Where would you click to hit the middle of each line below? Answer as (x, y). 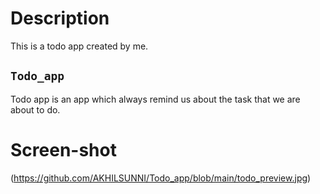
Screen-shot (63, 149)
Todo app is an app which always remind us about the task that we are (155, 99)
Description (60, 18)
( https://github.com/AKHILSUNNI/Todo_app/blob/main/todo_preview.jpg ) (161, 178)
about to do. (35, 109)
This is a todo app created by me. (79, 46)
